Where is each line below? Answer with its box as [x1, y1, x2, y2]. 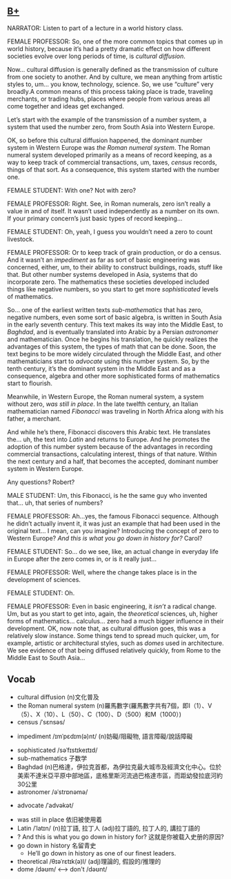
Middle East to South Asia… [7, 653, 86, 661]
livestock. [7, 235, 34, 243]
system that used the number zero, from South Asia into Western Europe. [7, 122, 215, 131]
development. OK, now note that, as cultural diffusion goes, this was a [7, 624, 206, 632]
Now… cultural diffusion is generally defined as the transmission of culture [7, 65, 219, 73]
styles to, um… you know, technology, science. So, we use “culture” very [7, 79, 214, 88]
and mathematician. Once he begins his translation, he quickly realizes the [7, 335, 219, 343]
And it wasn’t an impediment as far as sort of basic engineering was [7, 255, 201, 264]
